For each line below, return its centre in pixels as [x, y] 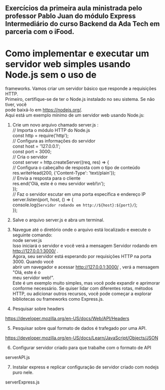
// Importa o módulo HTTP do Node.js [51, 131]
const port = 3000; [32, 152]
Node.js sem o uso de [51, 75]
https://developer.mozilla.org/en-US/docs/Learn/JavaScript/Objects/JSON [82, 338]
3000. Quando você [33, 262]
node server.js [27, 240]
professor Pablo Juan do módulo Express [70, 16]
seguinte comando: [32, 235]
